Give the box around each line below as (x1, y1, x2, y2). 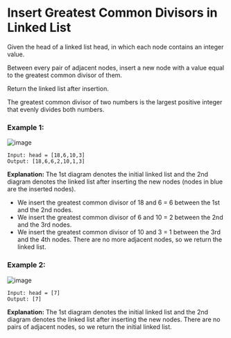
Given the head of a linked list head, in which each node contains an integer (7, 42, 224, 51)
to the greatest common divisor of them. (7, 71, 123, 79)
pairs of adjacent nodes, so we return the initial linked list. (7, 322, 172, 331)
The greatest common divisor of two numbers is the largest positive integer (7, 97, 223, 106)
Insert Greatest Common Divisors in (7, 5, 218, 21)
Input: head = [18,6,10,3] (7, 152, 85, 159)
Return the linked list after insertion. (7, 84, 110, 92)
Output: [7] (7, 296, 42, 303)
